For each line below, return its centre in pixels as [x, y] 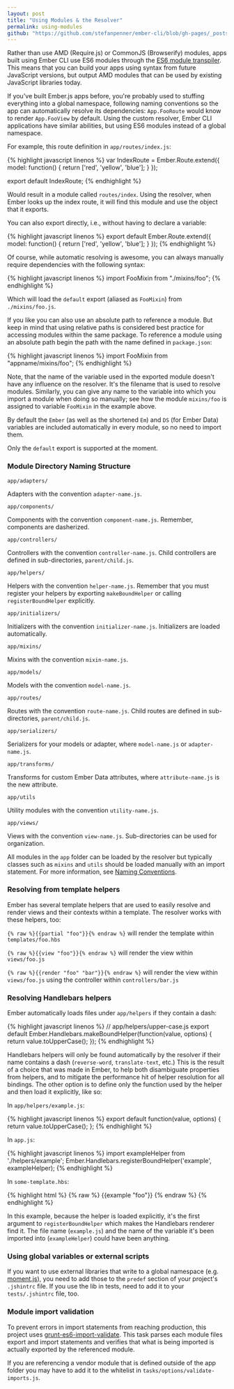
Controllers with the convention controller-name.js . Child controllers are [112, 552]
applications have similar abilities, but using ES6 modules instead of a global [117, 126]
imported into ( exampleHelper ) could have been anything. [89, 1238]
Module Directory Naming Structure [69, 466]
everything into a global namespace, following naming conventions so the [113, 104]
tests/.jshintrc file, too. [43, 1293]
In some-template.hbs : [38, 1182]
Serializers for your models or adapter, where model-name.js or [97, 744]
